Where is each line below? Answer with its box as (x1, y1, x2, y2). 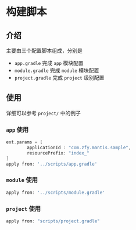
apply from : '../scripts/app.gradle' (6, 161, 98, 167)
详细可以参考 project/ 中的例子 (6, 109, 81, 116)
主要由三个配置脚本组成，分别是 (6, 47, 83, 54)
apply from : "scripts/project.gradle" (6, 218, 100, 224)
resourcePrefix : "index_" (27, 150, 90, 156)
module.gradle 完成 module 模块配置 (14, 67, 99, 74)
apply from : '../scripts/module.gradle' (6, 190, 106, 195)
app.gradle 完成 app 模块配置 (14, 60, 84, 66)
